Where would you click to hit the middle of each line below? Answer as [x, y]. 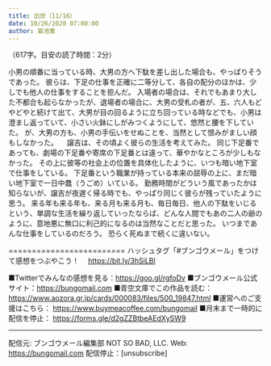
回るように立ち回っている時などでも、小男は [188, 112]
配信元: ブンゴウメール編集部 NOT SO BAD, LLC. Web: [98, 343]
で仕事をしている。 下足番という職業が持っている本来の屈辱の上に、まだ [129, 173]
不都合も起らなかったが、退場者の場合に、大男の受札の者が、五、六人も [135, 103]
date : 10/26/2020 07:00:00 [54, 23]
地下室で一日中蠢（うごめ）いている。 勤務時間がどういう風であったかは [136, 183]
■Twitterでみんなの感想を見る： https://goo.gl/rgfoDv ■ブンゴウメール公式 [133, 278]
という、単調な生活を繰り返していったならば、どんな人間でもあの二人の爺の [135, 213]
